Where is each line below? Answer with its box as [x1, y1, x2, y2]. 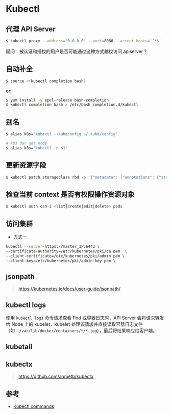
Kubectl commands [13, 403, 54, 409]
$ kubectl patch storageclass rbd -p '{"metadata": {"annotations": [6, 174, 155, 180]
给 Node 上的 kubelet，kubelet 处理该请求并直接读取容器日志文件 [6, 321, 143, 327]
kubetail [6, 343, 33, 351]
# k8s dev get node [6, 141, 47, 146]
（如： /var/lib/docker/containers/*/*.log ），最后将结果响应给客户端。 [6, 327, 158, 334]
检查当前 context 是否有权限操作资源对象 [6, 190, 135, 199]
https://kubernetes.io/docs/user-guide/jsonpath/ [18, 286, 121, 292]
